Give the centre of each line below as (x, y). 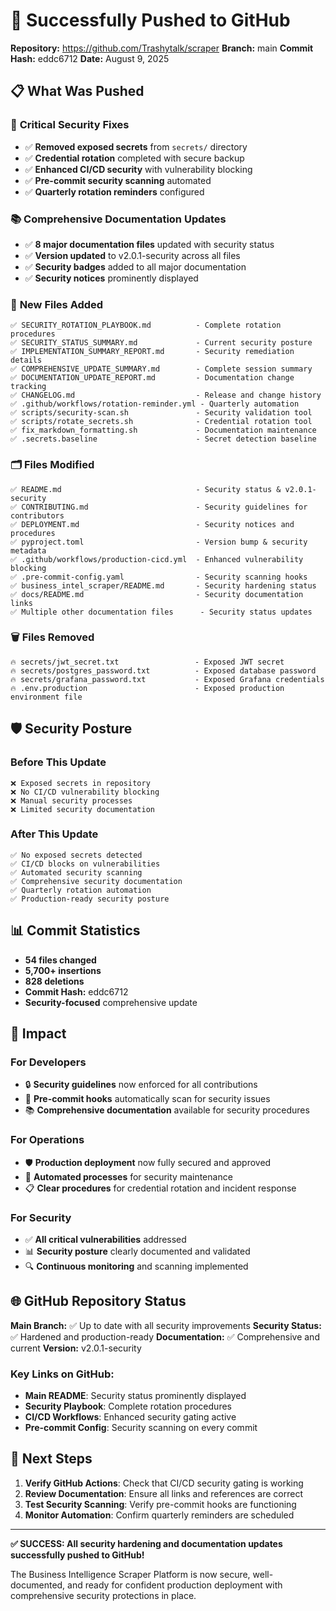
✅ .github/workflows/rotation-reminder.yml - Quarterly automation (155, 404)
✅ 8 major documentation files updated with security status (149, 244)
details (26, 360)
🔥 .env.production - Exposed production (147, 688)
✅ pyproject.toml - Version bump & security (159, 542)
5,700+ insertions (63, 970)
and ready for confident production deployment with (175, 1585)
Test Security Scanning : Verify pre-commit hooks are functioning (160, 1504)
